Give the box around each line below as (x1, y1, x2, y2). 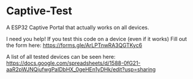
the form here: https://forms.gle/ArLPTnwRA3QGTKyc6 (6, 42, 143, 49)
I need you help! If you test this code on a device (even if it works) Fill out (6, 35, 187, 42)
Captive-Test (6, 4, 73, 18)
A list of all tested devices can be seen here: (6, 53, 116, 60)
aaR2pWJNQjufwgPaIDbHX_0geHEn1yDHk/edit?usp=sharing (6, 65, 156, 72)
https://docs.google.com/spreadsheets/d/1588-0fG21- (6, 59, 141, 67)
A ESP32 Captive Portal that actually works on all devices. (6, 24, 150, 31)
